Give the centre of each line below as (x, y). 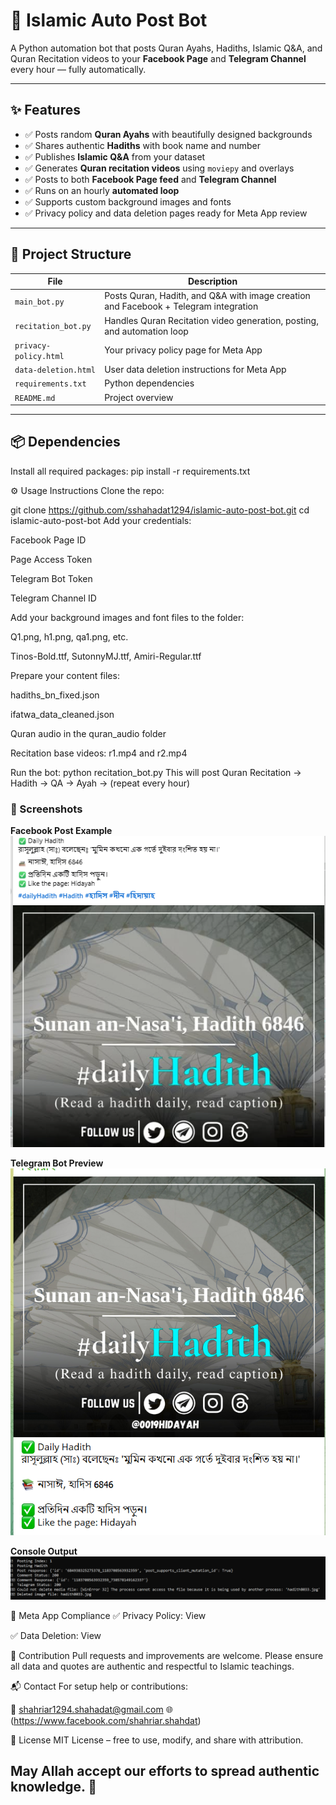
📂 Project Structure (71, 254)
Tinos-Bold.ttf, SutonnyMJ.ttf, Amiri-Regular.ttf (106, 656)
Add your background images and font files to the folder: (127, 617)
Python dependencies (149, 383)
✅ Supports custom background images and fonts (128, 201)
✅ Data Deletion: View (56, 1635)
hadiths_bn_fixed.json (55, 695)
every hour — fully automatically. (78, 69)
